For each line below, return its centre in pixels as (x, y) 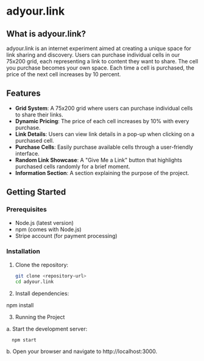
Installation (23, 251)
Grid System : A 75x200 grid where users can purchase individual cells (104, 108)
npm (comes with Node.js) (48, 229)
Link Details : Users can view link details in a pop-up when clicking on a (105, 134)
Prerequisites (26, 210)
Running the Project (40, 317)
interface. (27, 153)
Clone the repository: (42, 265)
